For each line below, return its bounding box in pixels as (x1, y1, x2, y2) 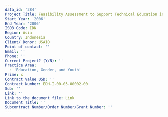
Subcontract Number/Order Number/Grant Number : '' (5, 105, 113, 110)
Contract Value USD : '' (5, 77, 55, 82)
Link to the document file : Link (5, 95, 75, 100)
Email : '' (5, 49, 26, 54)
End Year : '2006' (5, 21, 41, 26)
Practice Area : (5, 63, 37, 68)
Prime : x (5, 72, 23, 77)
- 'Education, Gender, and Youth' (9, 68, 81, 73)
